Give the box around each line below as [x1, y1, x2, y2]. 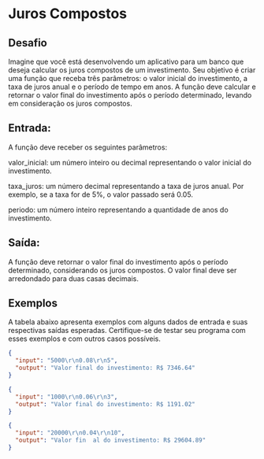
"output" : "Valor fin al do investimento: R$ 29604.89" [15, 436, 206, 445]
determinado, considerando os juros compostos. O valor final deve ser [8, 265, 237, 275]
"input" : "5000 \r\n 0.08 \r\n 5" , [15, 357, 118, 365]
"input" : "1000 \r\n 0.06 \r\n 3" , [15, 393, 118, 401]
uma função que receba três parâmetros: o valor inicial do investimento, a [8, 74, 248, 83]
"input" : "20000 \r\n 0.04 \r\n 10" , [15, 429, 125, 437]
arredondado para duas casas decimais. [8, 273, 139, 283]
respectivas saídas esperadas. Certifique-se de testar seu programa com [8, 326, 246, 335]
